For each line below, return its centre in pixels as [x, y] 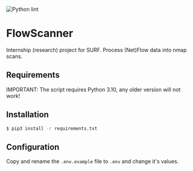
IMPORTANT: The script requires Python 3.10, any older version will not [94, 89]
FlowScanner [40, 33]
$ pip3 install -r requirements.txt [52, 129]
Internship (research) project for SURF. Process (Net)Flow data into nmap [96, 50]
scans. [14, 56]
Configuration [33, 147]
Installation [27, 114]
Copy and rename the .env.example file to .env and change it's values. [93, 161]
